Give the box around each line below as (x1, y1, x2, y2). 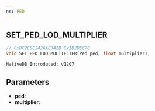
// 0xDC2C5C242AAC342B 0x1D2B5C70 (6, 45, 91, 51)
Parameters (6, 77, 50, 87)
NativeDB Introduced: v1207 (6, 62, 75, 67)
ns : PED (6, 8, 25, 15)
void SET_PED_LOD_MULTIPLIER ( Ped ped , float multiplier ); (6, 51, 150, 57)
